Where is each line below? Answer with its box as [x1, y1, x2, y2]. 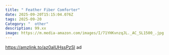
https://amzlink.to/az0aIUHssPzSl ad [5, 44, 82, 50]
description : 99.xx [5, 26, 47, 31]
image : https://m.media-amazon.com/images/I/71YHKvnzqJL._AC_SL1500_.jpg [5, 30, 164, 35]
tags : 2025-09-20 [5, 16, 42, 21]
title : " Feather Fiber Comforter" [5, 7, 80, 12]
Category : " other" [5, 21, 49, 26]
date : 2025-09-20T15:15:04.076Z [5, 12, 73, 17]
